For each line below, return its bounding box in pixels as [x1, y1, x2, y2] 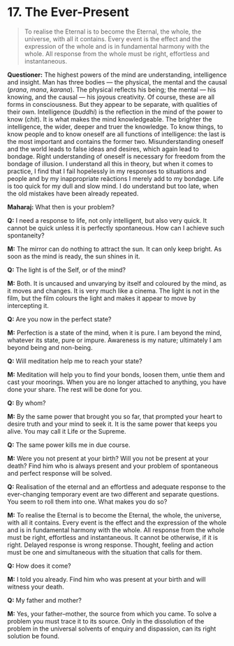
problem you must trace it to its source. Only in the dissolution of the [7, 617, 205, 625]
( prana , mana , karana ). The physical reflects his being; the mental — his [7, 85, 217, 94]
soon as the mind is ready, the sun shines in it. [7, 252, 141, 260]
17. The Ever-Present [7, 4, 129, 20]
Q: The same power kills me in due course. [7, 441, 131, 449]
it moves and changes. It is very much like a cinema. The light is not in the [7, 286, 220, 295]
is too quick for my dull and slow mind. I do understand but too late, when [7, 182, 219, 190]
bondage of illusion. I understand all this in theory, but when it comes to [7, 159, 213, 168]
